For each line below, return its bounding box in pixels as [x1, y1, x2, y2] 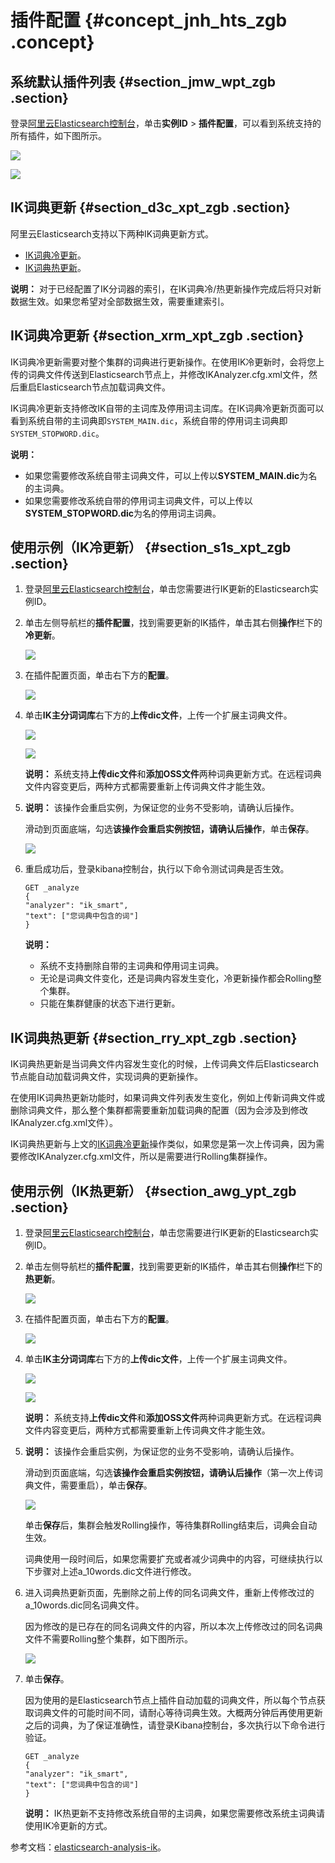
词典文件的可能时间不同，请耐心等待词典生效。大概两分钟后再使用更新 [33, 1707, 323, 1719]
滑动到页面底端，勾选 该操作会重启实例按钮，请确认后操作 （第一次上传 [24, 1467, 315, 1479]
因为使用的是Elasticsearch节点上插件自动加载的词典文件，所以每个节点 [24, 1694, 317, 1706]
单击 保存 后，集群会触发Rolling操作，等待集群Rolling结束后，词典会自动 [24, 1519, 318, 1531]
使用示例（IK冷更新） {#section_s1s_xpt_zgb [10, 539, 292, 556]
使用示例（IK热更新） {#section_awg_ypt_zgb [10, 1182, 297, 1200]
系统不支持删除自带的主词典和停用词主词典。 [39, 960, 225, 972]
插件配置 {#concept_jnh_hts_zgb [10, 9, 288, 32]
